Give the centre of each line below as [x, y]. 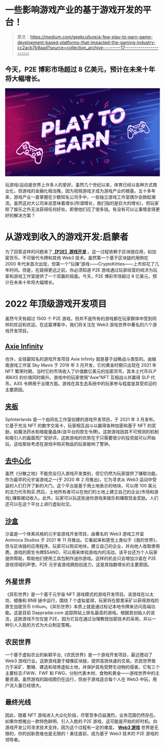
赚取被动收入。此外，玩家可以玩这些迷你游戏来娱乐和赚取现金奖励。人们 [85, 498]
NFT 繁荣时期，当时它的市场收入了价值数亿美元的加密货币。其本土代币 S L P [81, 371]
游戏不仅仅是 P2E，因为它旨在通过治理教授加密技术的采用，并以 [87, 619]
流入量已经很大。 [27, 685]
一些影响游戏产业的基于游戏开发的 [74, 10]
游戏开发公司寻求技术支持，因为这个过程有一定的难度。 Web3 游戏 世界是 [80, 727]
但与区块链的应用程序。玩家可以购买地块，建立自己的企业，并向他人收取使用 [82, 546]
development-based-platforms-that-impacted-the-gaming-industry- [86, 42]
